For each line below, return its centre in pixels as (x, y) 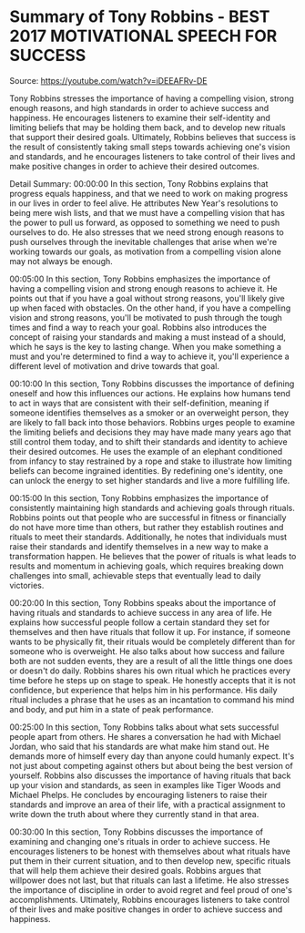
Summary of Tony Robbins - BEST (140, 17)
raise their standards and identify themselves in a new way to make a (139, 546)
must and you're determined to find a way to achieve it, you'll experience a (149, 356)
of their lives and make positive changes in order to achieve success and (146, 909)
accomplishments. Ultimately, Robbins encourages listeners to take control (149, 899)
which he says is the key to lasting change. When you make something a (146, 346)
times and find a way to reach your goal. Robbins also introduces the (138, 327)
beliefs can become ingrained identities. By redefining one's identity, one (147, 470)
